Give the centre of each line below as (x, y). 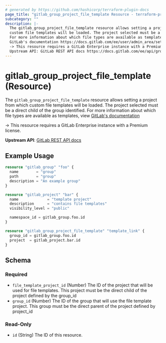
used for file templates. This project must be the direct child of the (80, 290)
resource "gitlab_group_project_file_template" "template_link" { (75, 231)
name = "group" (33, 172)
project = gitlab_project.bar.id (45, 240)
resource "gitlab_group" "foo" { (40, 167)
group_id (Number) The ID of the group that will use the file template (82, 301)
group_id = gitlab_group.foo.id (43, 235)
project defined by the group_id (44, 296)
